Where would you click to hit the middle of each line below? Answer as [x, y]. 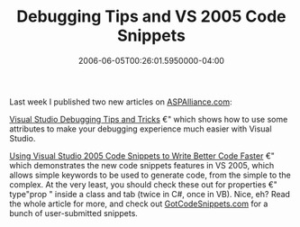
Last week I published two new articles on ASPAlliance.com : [121, 102]
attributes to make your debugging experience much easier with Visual [141, 129]
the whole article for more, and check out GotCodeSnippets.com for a [139, 204]
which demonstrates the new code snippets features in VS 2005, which [142, 165]
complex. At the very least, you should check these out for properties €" [143, 184]
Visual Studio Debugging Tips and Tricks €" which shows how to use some [149, 119]
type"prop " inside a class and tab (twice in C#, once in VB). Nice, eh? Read [150, 194]
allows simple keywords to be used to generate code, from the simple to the [150, 175]
